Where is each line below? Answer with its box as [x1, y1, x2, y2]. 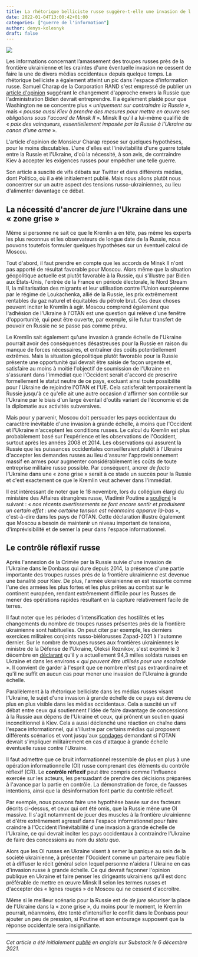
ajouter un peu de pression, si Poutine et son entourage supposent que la [6, 915, 184, 922]
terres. [6, 602, 22, 609]
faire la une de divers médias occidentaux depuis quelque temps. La [6, 70, 172, 77]
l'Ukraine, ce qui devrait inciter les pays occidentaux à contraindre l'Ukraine [6, 830, 190, 837]
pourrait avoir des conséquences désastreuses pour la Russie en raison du [6, 340, 188, 347]
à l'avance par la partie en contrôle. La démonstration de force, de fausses [6, 781, 187, 788]
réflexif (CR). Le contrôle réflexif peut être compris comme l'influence [6, 768, 177, 775]
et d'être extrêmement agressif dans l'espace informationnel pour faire [6, 817, 178, 824]
